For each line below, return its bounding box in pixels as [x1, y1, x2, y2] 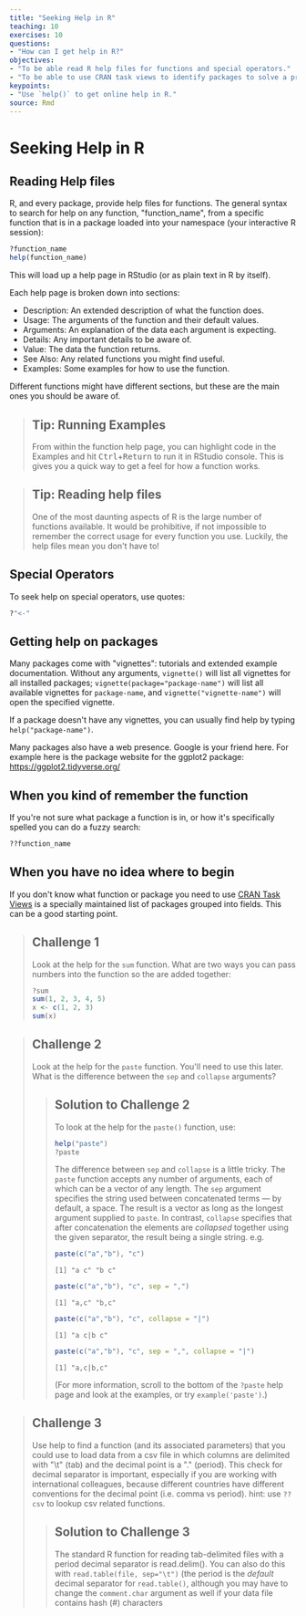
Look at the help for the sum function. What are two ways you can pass [31, 959, 296, 970]
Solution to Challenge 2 [54, 1097, 190, 1113]
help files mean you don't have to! [31, 540, 159, 551]
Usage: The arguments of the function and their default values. [22, 315, 260, 326]
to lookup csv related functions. [46, 1497, 166, 1508]
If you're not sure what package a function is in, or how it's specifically [9, 812, 275, 823]
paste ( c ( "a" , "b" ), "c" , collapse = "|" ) [54, 1315, 210, 1324]
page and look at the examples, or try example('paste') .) [54, 1389, 268, 1400]
